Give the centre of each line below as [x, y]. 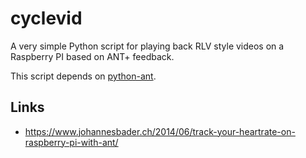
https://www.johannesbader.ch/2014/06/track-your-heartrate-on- [160, 131]
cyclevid [46, 18]
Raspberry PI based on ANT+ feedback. [92, 56]
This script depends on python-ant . [83, 76]
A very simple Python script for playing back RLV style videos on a [147, 46]
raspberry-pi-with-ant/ [71, 142]
